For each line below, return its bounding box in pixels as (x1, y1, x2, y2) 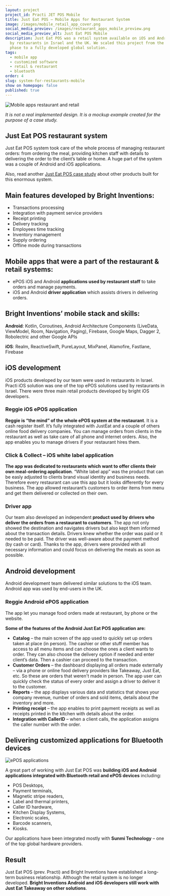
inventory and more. (12, 700, 55, 706)
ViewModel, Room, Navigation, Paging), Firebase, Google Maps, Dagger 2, (5, 328, 161, 334)
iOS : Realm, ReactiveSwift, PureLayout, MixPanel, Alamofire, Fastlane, (5, 343, 151, 349)
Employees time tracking (12, 226, 64, 233)
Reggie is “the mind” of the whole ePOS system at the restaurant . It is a (5, 417, 158, 423)
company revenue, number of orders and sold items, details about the (12, 694, 158, 701)
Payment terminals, (12, 788, 53, 794)
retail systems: (5, 265, 53, 274)
